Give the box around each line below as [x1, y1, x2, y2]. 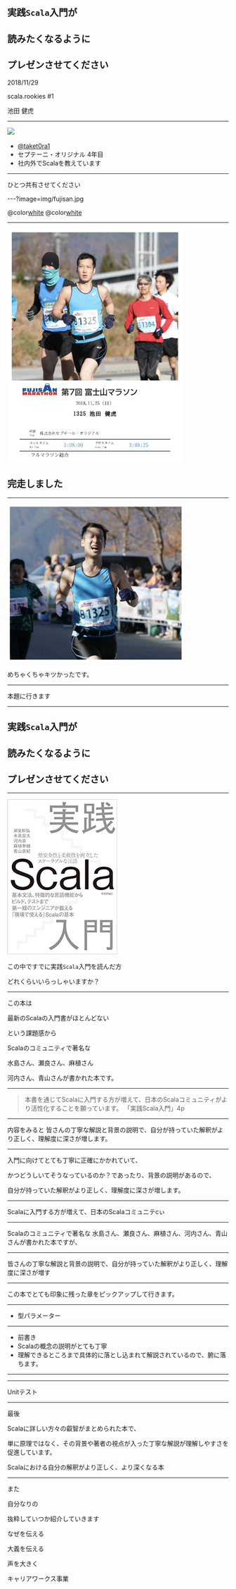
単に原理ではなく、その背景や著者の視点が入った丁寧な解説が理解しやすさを [7, 1439, 229, 1447]
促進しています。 [7, 1447, 56, 1457]
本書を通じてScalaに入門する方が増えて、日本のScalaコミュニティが [24, 1095, 222, 1103]
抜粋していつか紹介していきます [7, 1514, 100, 1523]
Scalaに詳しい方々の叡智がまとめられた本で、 [7, 1424, 140, 1433]
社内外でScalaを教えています [17, 159, 102, 167]
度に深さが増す [7, 1268, 51, 1277]
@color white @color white [7, 208, 82, 216]
